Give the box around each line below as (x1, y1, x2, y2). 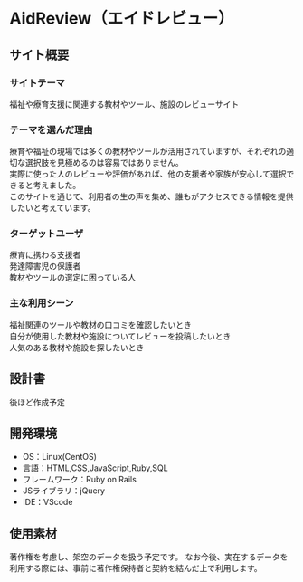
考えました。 (33, 180, 81, 191)
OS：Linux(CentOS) (22, 452, 98, 463)
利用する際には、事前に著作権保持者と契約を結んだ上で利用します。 (9, 563, 262, 574)
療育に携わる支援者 (9, 250, 81, 261)
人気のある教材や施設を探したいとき (9, 341, 145, 353)
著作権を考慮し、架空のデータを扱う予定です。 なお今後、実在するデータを (9, 551, 289, 562)
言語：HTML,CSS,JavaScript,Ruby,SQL (22, 463, 169, 473)
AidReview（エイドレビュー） (9, 8, 234, 29)
